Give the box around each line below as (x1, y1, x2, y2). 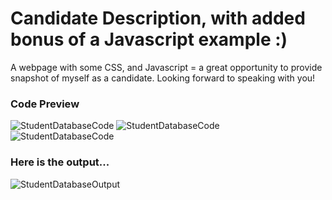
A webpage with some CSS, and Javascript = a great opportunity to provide (10, 61, 323, 73)
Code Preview (10, 97, 80, 111)
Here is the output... (10, 155, 110, 169)
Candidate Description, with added (10, 7, 306, 30)
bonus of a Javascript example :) (10, 28, 288, 51)
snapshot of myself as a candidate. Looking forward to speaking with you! (10, 72, 316, 84)
